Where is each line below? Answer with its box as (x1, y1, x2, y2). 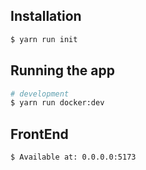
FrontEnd (10, 125, 69, 143)
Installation (10, 8, 82, 25)
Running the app (10, 62, 115, 79)
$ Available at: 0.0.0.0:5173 (10, 152, 137, 163)
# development (10, 89, 70, 99)
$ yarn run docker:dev (10, 98, 105, 108)
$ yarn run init (10, 34, 78, 44)
